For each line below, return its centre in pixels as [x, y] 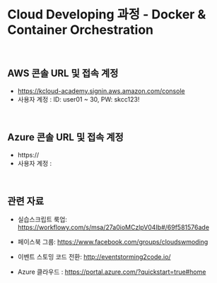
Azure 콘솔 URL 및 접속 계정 [65, 137]
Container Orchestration [81, 30]
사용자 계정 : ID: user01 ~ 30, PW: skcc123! [78, 99]
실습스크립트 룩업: [42, 219]
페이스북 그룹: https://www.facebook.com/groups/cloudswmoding [113, 242]
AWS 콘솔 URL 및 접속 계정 [63, 74]
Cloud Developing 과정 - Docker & [107, 14]
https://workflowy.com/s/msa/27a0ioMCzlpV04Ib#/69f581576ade [113, 227]
